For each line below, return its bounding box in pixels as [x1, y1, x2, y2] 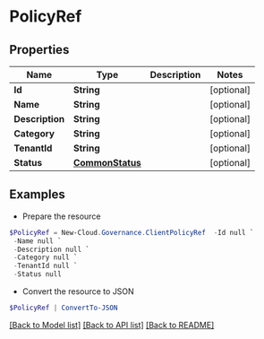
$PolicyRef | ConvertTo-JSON [9, 303, 118, 313]
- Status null [13, 270, 63, 279]
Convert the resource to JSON [21, 286, 134, 297]
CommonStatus [72, 157, 141, 169]
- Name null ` [13, 236, 63, 246]
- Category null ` [13, 253, 78, 262]
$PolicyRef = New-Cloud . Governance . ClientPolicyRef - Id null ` [9, 228, 254, 237]
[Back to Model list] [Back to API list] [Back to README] [9, 319, 215, 330]
